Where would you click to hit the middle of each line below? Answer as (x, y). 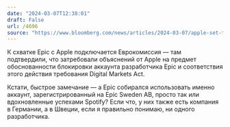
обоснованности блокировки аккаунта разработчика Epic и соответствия (115, 67)
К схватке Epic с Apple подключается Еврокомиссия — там (94, 52)
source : (18, 33)
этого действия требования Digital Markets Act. (76, 74)
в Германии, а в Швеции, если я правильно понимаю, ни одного (101, 109)
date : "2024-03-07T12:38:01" (49, 13)
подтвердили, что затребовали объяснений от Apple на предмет (102, 60)
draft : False (26, 20)
